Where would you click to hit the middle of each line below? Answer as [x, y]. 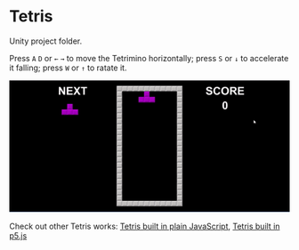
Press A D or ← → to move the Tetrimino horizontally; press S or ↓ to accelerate [149, 58]
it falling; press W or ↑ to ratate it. [68, 68]
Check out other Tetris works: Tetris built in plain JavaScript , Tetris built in [145, 226]
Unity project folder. [46, 41]
